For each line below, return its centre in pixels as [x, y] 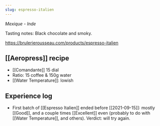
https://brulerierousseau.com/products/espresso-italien [62, 43]
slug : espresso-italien [30, 10]
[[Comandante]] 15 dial [36, 70]
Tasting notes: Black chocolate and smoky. [49, 33]
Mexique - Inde [20, 24]
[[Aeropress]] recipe [37, 58]
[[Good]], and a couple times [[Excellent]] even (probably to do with [81, 113]
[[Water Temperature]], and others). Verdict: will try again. [71, 118]
